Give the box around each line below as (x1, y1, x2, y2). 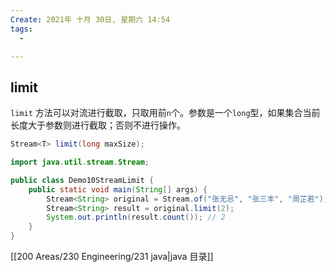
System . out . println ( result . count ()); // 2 (46, 212, 226, 223)
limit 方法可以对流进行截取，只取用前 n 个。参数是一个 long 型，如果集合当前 (10, 107, 321, 119)
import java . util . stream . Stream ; (10, 157, 150, 168)
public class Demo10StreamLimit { (10, 175, 155, 185)
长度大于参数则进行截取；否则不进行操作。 (10, 119, 186, 131)
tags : (10, 24, 33, 34)
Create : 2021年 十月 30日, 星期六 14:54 (10, 14, 171, 25)
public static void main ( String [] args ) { (28, 184, 208, 195)
